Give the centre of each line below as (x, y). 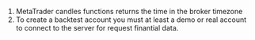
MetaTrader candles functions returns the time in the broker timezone (129, 11)
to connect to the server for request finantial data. (97, 28)
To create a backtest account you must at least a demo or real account (131, 20)
